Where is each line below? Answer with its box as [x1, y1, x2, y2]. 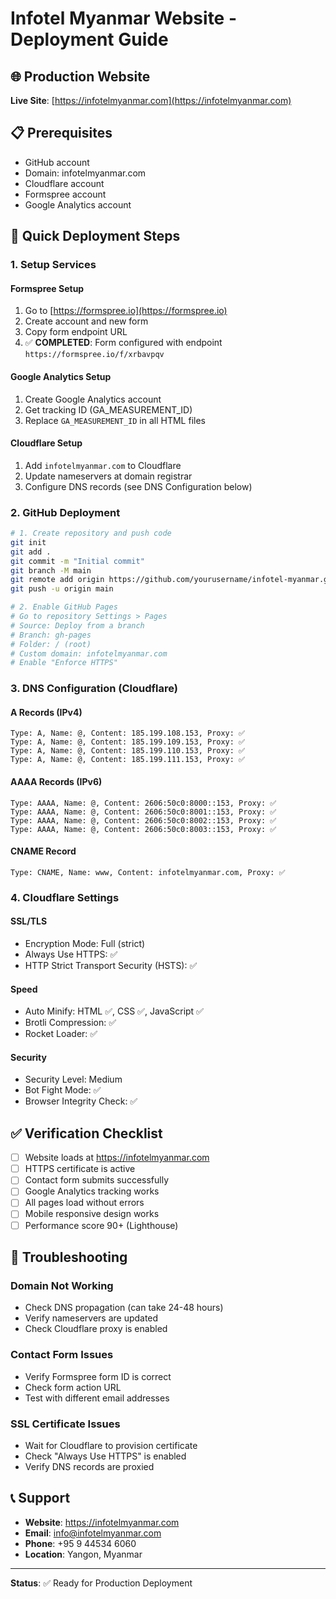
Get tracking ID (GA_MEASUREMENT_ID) [24, 403, 193, 416]
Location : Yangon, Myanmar [24, 1548, 143, 1560]
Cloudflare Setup [10, 437, 83, 449]
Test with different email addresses [24, 1392, 170, 1404]
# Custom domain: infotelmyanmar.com [10, 648, 168, 659]
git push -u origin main [10, 584, 114, 594]
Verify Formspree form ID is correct [24, 1370, 172, 1382]
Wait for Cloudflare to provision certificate [24, 1439, 198, 1451]
